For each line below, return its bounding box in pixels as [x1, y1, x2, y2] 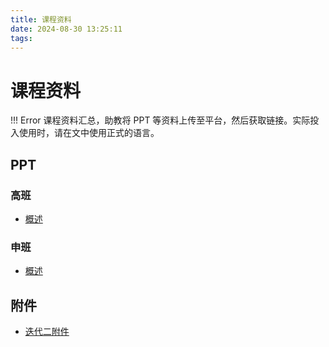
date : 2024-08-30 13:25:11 [10, 24, 123, 34]
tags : [10, 33, 33, 43]
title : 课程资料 [10, 14, 72, 25]
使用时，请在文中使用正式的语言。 [18, 127, 160, 139]
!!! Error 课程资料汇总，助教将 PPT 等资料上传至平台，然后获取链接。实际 [10, 114, 311, 126]
